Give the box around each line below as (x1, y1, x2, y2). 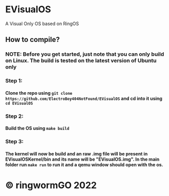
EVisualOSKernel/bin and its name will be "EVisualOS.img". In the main (5, 156, 160, 162)
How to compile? (5, 35, 60, 44)
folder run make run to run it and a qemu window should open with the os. (5, 161, 163, 167)
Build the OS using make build (5, 125, 70, 132)
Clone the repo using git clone (5, 90, 73, 96)
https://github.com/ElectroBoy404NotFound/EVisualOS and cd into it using (5, 95, 163, 101)
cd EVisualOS (5, 101, 33, 106)
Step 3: (5, 138, 24, 145)
